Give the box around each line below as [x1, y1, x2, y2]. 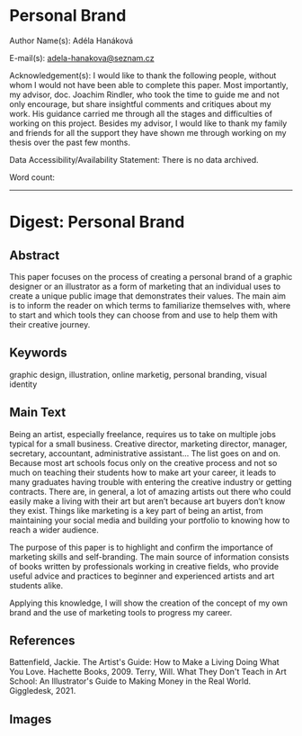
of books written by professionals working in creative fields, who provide [9, 561, 280, 571]
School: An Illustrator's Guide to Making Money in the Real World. [9, 676, 252, 687]
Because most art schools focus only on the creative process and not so [9, 457, 278, 468]
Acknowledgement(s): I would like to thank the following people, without [9, 69, 277, 81]
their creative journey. [9, 319, 91, 329]
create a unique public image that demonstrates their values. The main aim [9, 290, 286, 301]
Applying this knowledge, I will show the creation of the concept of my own [9, 597, 289, 608]
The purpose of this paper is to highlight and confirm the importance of [9, 542, 274, 552]
